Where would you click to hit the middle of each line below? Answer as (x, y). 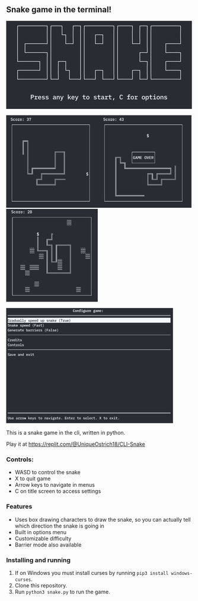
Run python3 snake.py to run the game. (63, 592)
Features (19, 507)
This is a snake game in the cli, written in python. (66, 433)
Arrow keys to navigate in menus (55, 485)
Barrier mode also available (48, 545)
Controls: (20, 459)
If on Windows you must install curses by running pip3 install (92, 573)
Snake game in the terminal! (59, 10)
